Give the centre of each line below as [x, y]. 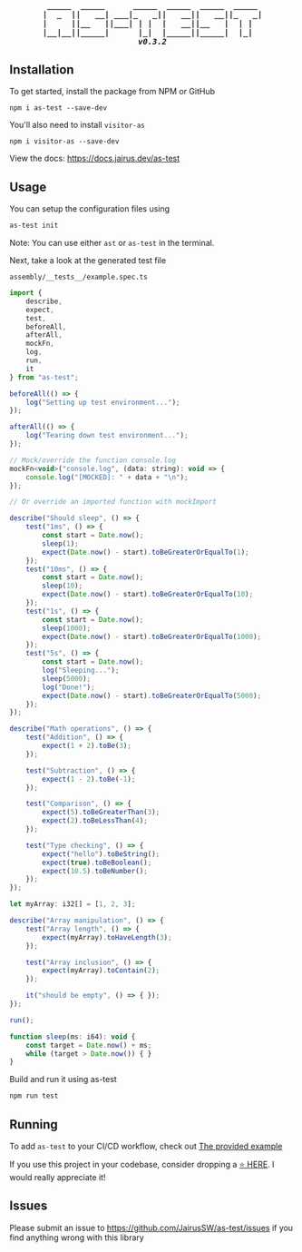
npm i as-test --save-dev [58, 108]
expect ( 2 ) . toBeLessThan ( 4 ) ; [95, 821]
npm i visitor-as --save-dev [64, 142]
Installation [42, 69]
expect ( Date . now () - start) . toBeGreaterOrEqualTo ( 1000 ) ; [151, 636]
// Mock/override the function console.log [93, 460]
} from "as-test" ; [44, 377]
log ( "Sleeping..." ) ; [81, 670]
